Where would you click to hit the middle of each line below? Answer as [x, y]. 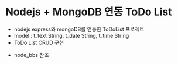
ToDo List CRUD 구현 [39, 42]
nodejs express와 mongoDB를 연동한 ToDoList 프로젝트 [79, 29]
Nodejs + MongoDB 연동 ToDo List [89, 12]
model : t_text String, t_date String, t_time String [71, 35]
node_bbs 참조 [31, 55]
